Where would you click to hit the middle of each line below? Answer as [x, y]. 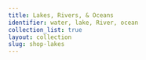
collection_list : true [45, 30]
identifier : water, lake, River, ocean [73, 23]
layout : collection [40, 37]
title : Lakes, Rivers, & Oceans [61, 15]
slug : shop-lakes [36, 44]
